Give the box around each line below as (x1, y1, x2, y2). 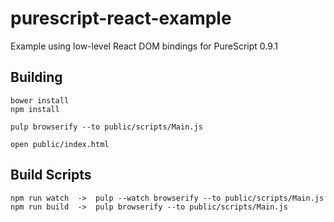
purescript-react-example (10, 7, 232, 30)
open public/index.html (10, 139, 110, 149)
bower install (10, 95, 70, 106)
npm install (10, 104, 60, 114)
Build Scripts (10, 167, 92, 184)
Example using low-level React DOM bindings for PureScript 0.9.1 (10, 40, 279, 52)
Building (10, 69, 63, 86)
